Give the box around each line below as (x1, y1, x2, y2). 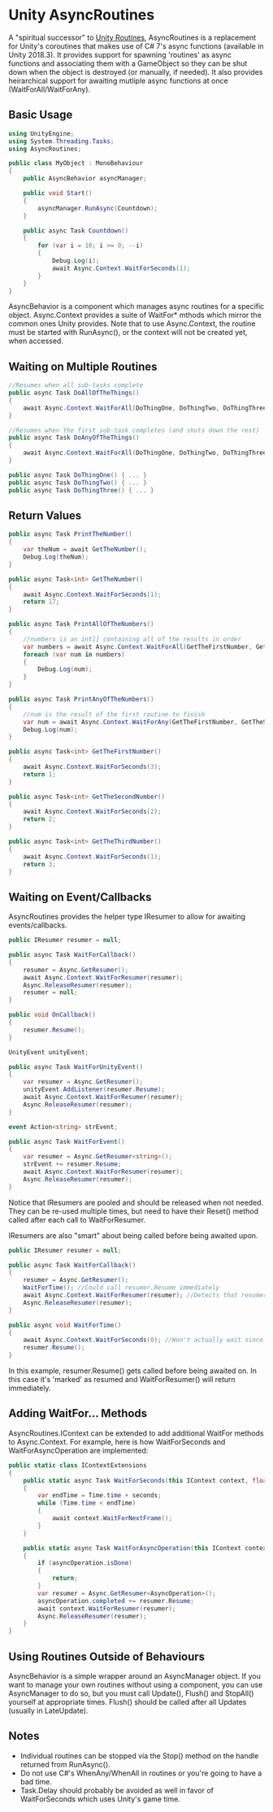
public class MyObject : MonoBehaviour (8, 159, 144, 167)
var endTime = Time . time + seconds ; (37, 1492, 162, 1500)
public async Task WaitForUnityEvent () (8, 1062, 144, 1071)
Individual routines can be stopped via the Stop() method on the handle (19, 1750, 259, 1761)
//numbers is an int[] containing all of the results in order (23, 635, 242, 643)
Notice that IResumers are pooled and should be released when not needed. (8, 1197, 264, 1207)
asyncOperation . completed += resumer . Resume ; (37, 1597, 195, 1605)
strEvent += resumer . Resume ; (23, 1160, 122, 1168)
